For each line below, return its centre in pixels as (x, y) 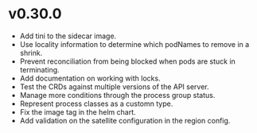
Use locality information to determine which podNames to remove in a (134, 44)
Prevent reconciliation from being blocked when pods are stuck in (128, 61)
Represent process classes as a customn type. (96, 104)
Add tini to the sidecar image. (68, 36)
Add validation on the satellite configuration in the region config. (125, 120)
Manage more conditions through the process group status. (117, 95)
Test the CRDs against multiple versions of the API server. (114, 86)
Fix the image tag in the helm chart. (78, 111)
